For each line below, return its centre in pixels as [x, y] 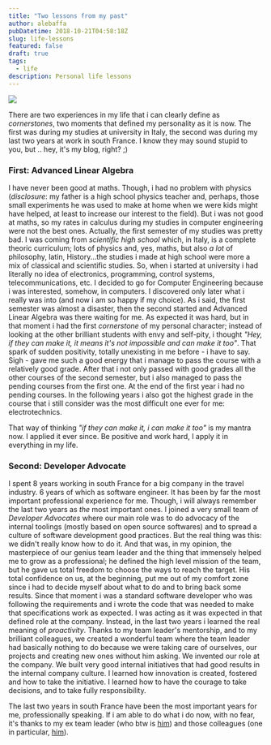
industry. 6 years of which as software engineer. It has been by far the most [135, 493]
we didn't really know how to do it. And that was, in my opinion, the [120, 544]
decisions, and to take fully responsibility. [77, 691]
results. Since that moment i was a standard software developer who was [131, 596]
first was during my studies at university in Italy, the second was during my [133, 131]
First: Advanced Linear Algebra [71, 170]
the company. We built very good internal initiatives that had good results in [134, 665]
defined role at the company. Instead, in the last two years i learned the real [134, 622]
